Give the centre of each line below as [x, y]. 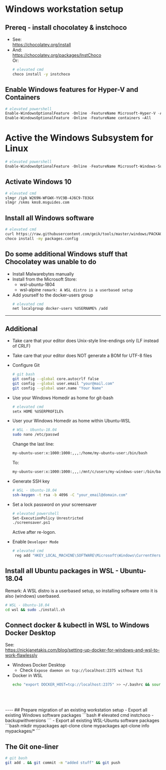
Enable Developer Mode [35, 542]
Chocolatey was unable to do [51, 262]
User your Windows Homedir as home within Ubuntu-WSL [71, 421]
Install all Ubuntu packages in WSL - [62, 571]
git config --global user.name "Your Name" [58, 388]
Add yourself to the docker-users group [53, 295]
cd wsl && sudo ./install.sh [35, 610]
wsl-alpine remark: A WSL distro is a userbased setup [76, 289]
